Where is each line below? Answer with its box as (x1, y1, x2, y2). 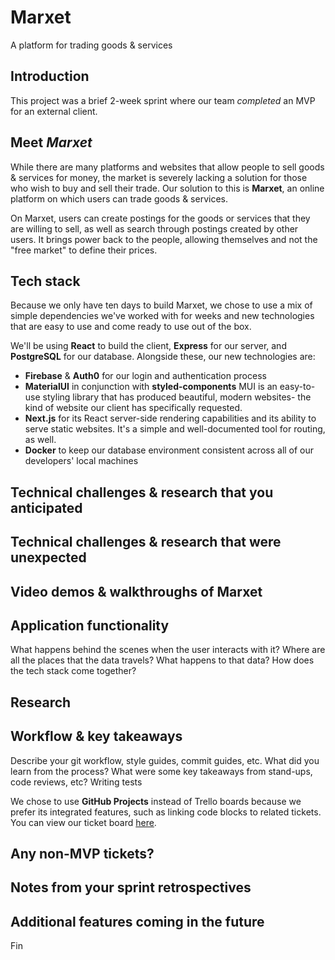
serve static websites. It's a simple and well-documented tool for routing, (24, 423, 326, 435)
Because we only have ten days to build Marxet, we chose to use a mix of (10, 299, 313, 311)
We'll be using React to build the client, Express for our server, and (10, 340, 287, 352)
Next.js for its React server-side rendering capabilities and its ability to (24, 412, 317, 425)
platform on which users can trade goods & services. (10, 192, 228, 205)
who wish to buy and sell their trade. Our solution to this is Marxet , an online (10, 182, 325, 194)
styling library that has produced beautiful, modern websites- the (42, 391, 312, 403)
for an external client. (10, 105, 98, 117)
